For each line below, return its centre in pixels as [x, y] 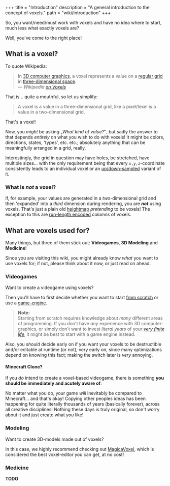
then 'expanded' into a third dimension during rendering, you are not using [83, 204]
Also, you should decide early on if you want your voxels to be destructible [83, 344]
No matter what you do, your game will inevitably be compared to [74, 393]
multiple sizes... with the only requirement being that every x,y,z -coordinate [85, 163]
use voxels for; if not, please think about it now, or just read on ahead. [78, 263]
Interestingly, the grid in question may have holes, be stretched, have [77, 158]
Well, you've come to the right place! [44, 38]
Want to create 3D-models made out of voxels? [55, 439]
